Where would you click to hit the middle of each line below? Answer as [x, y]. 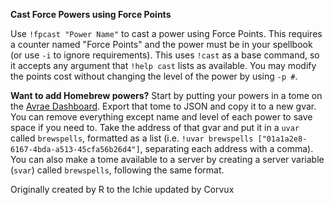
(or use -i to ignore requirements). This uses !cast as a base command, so [165, 55]
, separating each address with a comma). [226, 148]
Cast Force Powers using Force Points [91, 14]
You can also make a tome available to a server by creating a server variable [167, 159]
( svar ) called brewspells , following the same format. [117, 170]
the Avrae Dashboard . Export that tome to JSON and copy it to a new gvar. [163, 106]
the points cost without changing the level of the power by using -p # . [154, 76]
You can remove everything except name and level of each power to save [161, 117]
